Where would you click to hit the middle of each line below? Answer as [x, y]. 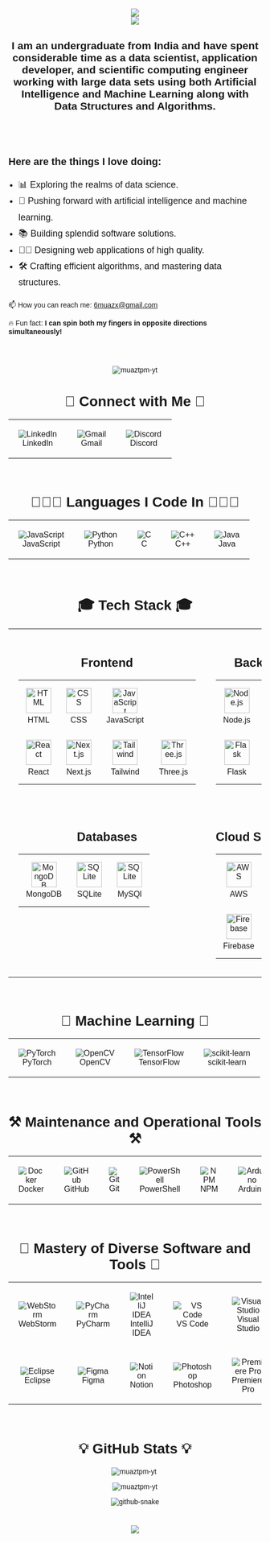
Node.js [237, 720]
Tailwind [125, 772]
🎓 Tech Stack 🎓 [135, 605]
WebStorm [38, 1324]
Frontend [107, 663]
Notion [142, 1385]
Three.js [174, 772]
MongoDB [44, 894]
